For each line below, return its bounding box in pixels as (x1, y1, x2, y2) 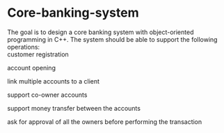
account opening (7, 63, 56, 72)
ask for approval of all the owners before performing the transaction (7, 117, 202, 126)
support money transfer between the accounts (7, 104, 141, 112)
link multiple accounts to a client (7, 77, 99, 85)
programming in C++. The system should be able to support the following (7, 35, 218, 43)
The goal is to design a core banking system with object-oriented (7, 28, 194, 36)
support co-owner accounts (7, 91, 88, 99)
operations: (7, 42, 40, 51)
